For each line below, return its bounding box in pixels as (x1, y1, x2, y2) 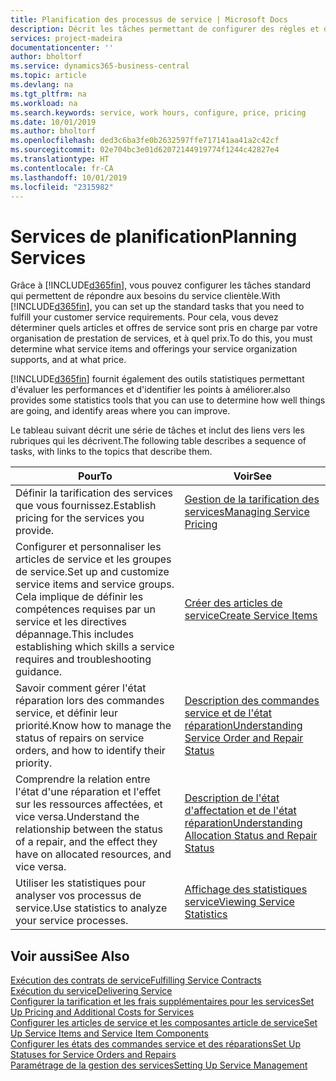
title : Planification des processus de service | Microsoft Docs (10, 14, 288, 25)
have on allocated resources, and (15, 847, 172, 861)
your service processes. (15, 914, 129, 928)
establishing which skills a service (15, 640, 175, 654)
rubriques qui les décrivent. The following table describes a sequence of (10, 435, 307, 447)
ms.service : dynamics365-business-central (10, 61, 190, 71)
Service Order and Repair (184, 731, 304, 745)
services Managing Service (184, 505, 310, 519)
